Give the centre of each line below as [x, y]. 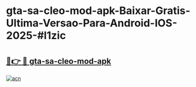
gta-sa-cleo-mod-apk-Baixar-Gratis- [98, 11]
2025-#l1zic [36, 36]
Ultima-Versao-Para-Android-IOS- [92, 23]
